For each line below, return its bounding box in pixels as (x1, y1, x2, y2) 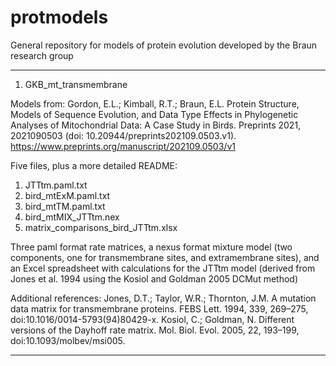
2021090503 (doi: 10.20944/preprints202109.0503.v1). (10, 129, 237, 141)
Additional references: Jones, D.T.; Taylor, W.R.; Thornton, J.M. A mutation (10, 292, 317, 304)
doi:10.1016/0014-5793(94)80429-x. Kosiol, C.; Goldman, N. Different (10, 313, 295, 325)
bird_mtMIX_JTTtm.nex (24, 211, 120, 223)
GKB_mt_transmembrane (24, 78, 128, 90)
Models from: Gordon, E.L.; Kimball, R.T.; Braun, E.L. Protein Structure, (10, 97, 300, 110)
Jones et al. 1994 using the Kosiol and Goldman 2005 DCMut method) (10, 272, 299, 285)
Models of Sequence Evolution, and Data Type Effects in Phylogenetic (10, 108, 299, 120)
